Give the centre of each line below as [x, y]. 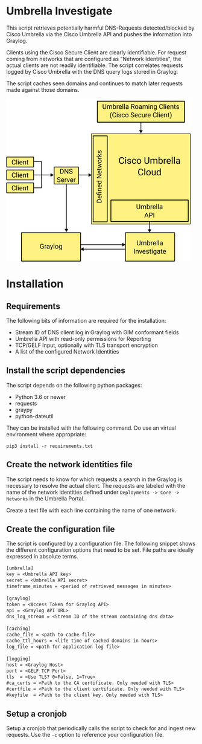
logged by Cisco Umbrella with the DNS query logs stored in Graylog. [92, 71]
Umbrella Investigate [59, 11]
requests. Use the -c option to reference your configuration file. [85, 735]
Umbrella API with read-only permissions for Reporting [83, 338]
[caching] [19, 629]
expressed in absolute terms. [42, 557]
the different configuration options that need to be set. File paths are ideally [100, 550]
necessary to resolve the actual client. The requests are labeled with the [96, 485]
